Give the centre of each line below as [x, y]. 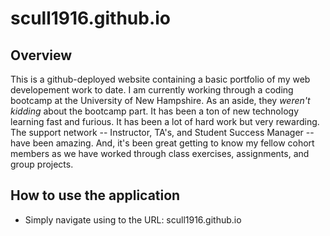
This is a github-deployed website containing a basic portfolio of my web [160, 79]
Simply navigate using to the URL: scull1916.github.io [133, 219]
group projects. [42, 164]
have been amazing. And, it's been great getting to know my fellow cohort [162, 143]
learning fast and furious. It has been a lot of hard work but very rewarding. [165, 121]
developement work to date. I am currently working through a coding [152, 90]
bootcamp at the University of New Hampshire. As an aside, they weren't [160, 100]
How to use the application [95, 195]
